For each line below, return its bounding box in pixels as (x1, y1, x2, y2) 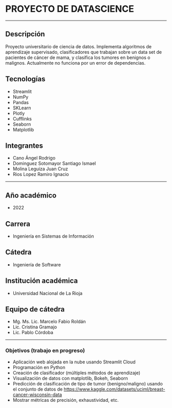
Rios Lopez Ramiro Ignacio (12, 171, 69, 178)
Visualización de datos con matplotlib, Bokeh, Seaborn (12, 375, 128, 381)
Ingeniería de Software (12, 261, 61, 267)
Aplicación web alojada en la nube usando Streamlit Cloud (12, 359, 136, 365)
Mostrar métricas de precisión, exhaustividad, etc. (12, 397, 119, 403)
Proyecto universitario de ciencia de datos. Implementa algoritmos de (5, 43, 152, 49)
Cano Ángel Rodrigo (12, 155, 56, 161)
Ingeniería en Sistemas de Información (12, 233, 94, 239)
